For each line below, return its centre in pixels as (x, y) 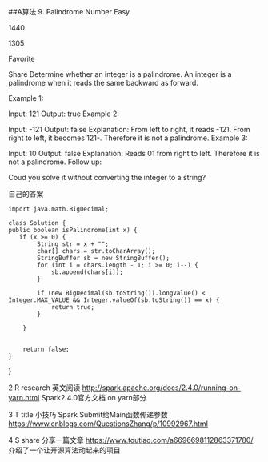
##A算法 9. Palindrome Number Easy (69, 12)
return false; (46, 349)
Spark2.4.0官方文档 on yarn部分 (94, 398)
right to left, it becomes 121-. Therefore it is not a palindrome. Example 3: (128, 138)
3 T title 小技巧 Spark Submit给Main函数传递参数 (88, 414)
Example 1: (26, 98)
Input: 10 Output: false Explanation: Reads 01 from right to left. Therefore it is (134, 153)
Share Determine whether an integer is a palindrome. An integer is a (120, 74)
